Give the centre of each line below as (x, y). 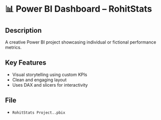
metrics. (13, 47)
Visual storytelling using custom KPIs (50, 74)
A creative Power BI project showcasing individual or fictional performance (80, 42)
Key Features (26, 63)
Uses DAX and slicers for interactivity (50, 85)
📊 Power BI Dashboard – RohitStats (79, 9)
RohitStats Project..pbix (39, 113)
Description (23, 30)
